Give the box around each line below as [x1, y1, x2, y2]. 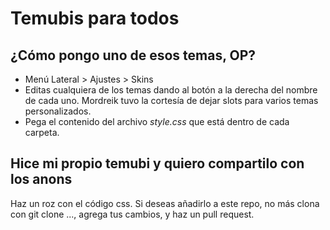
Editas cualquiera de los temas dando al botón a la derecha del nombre [24, 84, 318, 96]
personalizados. [24, 105, 92, 117]
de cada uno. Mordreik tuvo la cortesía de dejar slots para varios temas [24, 95, 319, 106]
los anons [10, 171, 73, 188]
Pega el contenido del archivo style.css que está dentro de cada [24, 116, 290, 127]
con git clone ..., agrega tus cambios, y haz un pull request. [10, 208, 255, 220]
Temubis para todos [10, 7, 180, 30]
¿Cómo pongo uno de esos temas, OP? [10, 47, 257, 64]
